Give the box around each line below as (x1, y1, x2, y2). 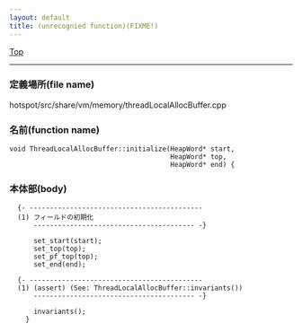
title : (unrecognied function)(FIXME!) (9, 22, 159, 31)
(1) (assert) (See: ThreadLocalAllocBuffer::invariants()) (17, 284, 244, 293)
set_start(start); (32, 237, 102, 246)
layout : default (9, 13, 70, 22)
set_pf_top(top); (32, 252, 99, 261)
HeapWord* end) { (170, 161, 235, 170)
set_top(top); (32, 244, 87, 254)
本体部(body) (9, 183, 67, 196)
